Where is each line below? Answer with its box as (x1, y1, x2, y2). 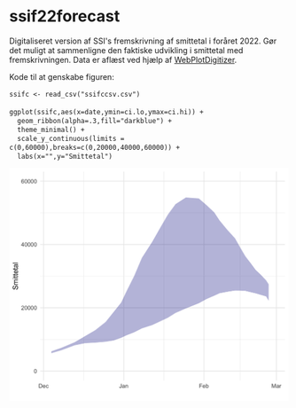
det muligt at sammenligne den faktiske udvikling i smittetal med (9, 44, 244, 55)
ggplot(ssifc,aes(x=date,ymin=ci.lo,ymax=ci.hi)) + (9, 107, 204, 116)
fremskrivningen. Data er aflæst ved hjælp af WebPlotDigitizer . (9, 54, 238, 65)
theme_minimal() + (17, 125, 86, 134)
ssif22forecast (9, 6, 121, 27)
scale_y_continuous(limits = (17, 134, 125, 143)
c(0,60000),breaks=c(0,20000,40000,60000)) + (9, 143, 180, 152)
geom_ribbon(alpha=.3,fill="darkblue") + (17, 116, 173, 125)
